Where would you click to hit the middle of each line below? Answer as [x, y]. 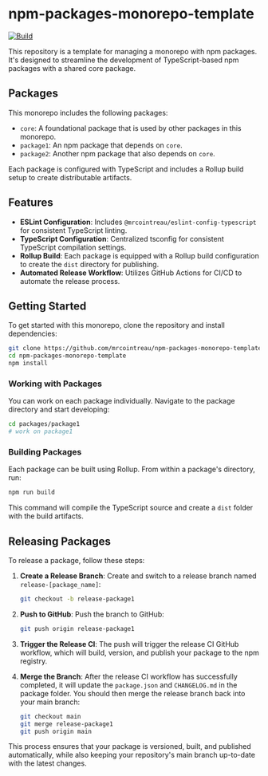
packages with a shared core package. [72, 68]
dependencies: [33, 334]
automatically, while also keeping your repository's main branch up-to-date [132, 755]
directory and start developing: [59, 410]
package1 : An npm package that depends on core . [101, 145]
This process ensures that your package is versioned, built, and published [130, 746]
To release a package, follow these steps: [77, 561]
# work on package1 [41, 431]
